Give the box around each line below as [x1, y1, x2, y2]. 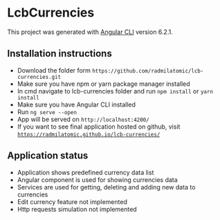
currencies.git [17, 73, 62, 80]
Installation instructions [7, 48, 112, 59]
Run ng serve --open [17, 107, 77, 116]
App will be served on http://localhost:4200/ [17, 115, 150, 123]
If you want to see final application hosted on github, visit [17, 122, 181, 131]
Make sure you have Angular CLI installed [17, 100, 136, 109]
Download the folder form [17, 66, 91, 74]
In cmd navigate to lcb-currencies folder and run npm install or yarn [17, 86, 213, 95]
